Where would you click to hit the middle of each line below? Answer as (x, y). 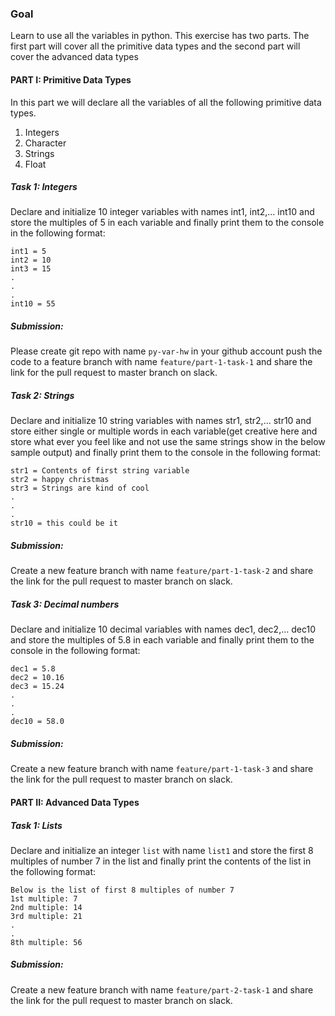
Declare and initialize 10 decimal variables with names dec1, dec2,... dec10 (163, 629)
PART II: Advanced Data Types (75, 802)
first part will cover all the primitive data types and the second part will (155, 46)
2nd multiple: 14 (46, 907)
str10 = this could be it (64, 523)
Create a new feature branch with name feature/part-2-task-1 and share (162, 989)
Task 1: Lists (36, 825)
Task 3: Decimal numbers (65, 604)
